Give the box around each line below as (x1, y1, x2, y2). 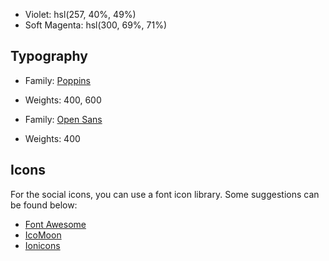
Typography (10, 48, 88, 65)
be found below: (10, 199, 78, 211)
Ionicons (24, 239, 61, 251)
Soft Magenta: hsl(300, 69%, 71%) (24, 19, 168, 31)
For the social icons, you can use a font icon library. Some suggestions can (10, 188, 320, 200)
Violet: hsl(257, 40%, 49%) (24, 9, 137, 20)
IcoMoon (24, 229, 62, 241)
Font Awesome (24, 218, 87, 230)
